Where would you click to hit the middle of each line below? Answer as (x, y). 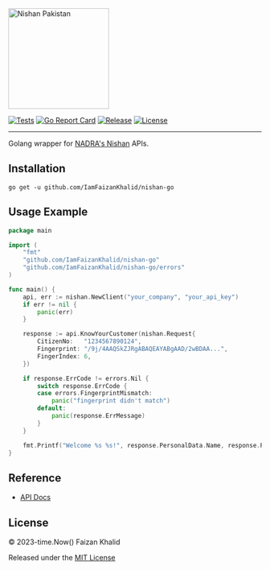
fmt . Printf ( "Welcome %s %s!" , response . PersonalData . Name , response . (142, 445)
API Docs (35, 498)
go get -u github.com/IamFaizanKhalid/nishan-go (91, 187)
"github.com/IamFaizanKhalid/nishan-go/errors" (104, 268)
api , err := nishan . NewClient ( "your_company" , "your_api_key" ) (131, 297)
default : (52, 409)
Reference (35, 478)
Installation (37, 169)
